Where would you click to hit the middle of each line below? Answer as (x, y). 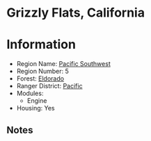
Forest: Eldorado (40, 78)
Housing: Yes (35, 108)
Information (41, 45)
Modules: (30, 93)
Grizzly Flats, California (76, 13)
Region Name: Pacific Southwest (63, 64)
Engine (37, 101)
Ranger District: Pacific (49, 86)
